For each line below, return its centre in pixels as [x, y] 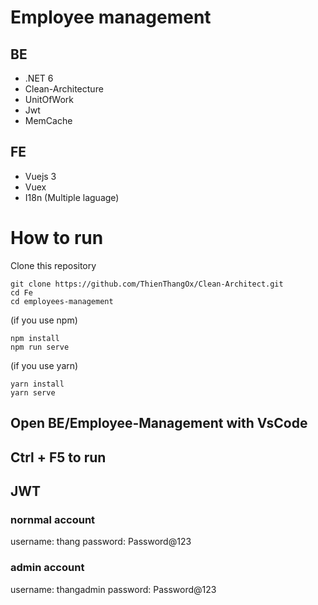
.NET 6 [39, 78]
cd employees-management [62, 301]
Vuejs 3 [40, 176]
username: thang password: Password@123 [101, 542]
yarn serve [33, 392]
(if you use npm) [44, 320]
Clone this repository [53, 265]
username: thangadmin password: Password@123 [113, 589]
